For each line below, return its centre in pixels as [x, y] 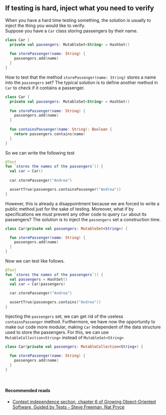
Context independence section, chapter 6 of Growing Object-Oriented [84, 402]
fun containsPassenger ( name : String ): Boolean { [61, 130]
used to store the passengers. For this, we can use [57, 332]
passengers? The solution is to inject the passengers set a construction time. [83, 219]
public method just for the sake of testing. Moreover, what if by [70, 209]
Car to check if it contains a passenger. [45, 88]
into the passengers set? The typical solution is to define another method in [82, 82]
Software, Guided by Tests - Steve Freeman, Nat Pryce [68, 407]
